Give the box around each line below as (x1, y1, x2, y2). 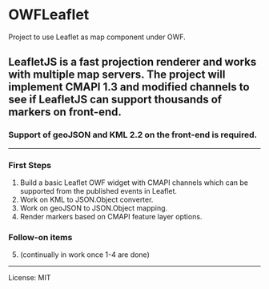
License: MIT (8, 273, 51, 283)
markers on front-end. (8, 106, 122, 119)
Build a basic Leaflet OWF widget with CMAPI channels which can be (19, 178, 248, 187)
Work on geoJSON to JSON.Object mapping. (19, 203, 168, 213)
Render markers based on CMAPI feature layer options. (19, 211, 203, 221)
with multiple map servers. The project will (8, 68, 226, 82)
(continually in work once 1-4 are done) (19, 250, 150, 259)
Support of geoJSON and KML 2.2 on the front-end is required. (8, 130, 258, 141)
